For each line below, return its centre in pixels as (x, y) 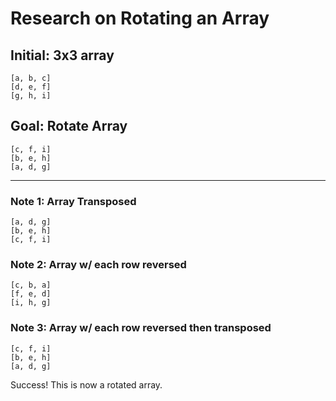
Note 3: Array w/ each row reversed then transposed (141, 328)
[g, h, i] (31, 96)
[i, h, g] (31, 303)
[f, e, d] (31, 294)
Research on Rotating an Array (140, 18)
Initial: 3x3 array (62, 55)
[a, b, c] (31, 78)
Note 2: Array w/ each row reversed (98, 265)
